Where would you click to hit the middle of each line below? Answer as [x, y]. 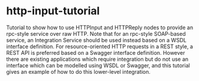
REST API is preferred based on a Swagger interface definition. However [96, 52]
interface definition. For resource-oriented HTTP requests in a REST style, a [100, 46]
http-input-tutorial [53, 11]
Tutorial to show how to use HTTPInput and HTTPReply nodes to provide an [100, 27]
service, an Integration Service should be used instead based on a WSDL [97, 40]
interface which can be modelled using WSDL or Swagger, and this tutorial [98, 65]
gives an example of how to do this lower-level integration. [79, 71]
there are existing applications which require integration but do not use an [97, 59]
